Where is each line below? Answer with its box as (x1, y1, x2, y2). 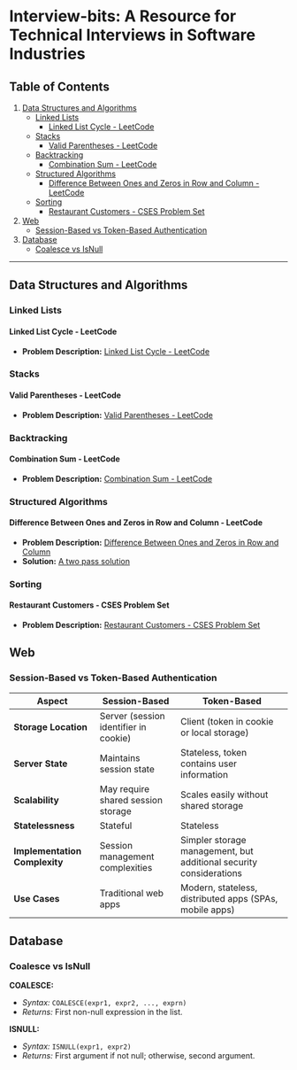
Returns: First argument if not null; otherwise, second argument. (21, 1051, 255, 1061)
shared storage (180, 799, 244, 811)
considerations (180, 866, 243, 879)
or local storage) (180, 726, 249, 739)
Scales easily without (180, 788, 269, 801)
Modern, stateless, (180, 881, 258, 894)
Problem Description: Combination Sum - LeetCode (21, 473, 213, 484)
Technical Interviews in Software (9, 25, 256, 45)
